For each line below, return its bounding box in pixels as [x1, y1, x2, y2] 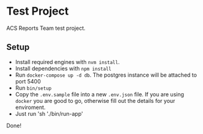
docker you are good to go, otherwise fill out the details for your [15, 97, 175, 104]
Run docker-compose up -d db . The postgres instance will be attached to [15, 71, 197, 79]
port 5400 [15, 77, 41, 85]
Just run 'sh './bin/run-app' [15, 110, 84, 117]
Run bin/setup [15, 84, 52, 91]
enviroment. [15, 104, 46, 111]
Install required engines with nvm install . [15, 58, 120, 65]
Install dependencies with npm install [15, 65, 112, 72]
